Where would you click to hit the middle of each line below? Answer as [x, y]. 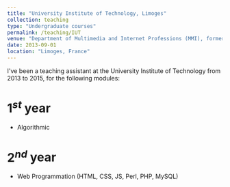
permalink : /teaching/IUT [44, 32]
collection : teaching [38, 20]
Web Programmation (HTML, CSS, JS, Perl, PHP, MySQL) [98, 176]
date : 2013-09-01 [32, 45]
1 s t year [29, 107]
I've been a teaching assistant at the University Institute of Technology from [114, 71]
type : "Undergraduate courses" [52, 26]
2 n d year [32, 156]
